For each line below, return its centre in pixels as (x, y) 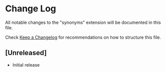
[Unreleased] (26, 53)
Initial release (26, 65)
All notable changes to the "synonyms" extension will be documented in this (83, 22)
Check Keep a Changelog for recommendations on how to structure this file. (83, 37)
